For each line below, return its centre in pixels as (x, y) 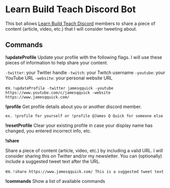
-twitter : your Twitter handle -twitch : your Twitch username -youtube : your (85, 72)
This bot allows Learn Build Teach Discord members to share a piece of (80, 23)
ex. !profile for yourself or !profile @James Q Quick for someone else (84, 116)
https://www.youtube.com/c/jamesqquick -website (58, 93)
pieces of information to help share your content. (57, 63)
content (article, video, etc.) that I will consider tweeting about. (71, 29)
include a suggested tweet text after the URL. (53, 161)
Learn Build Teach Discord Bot (71, 9)
